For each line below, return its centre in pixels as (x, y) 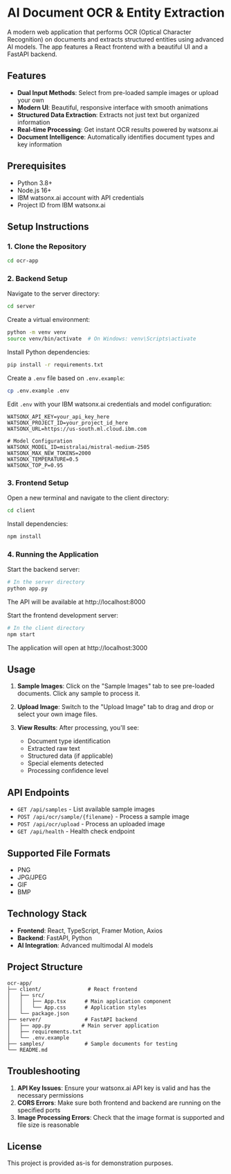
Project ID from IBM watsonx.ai (61, 205)
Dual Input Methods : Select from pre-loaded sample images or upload (118, 92)
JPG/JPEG (32, 877)
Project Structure (45, 967)
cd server (21, 307)
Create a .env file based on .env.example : (66, 378)
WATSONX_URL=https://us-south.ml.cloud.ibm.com (77, 429)
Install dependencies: (38, 524)
